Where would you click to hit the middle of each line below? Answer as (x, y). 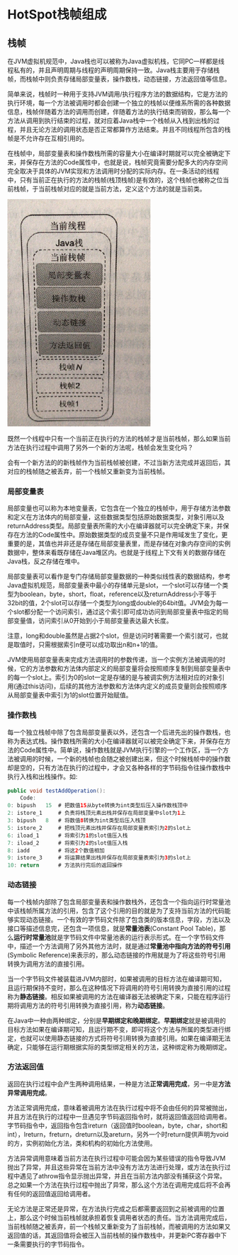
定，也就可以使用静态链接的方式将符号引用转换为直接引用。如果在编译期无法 (119, 1038)
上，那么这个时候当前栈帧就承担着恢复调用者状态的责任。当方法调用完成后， (119, 1217)
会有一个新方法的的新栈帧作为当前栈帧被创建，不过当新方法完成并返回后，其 (119, 462)
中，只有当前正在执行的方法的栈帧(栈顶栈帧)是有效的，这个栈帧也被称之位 (115, 180)
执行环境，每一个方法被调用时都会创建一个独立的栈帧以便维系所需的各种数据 (119, 103)
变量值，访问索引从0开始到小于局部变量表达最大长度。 (93, 621)
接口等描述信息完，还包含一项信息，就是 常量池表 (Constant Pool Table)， (113, 928)
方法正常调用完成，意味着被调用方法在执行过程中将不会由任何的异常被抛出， (119, 1108)
